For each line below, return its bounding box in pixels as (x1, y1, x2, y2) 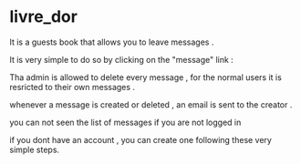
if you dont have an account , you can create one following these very (9, 134, 272, 145)
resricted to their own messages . (9, 81, 135, 92)
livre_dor (9, 6, 78, 27)
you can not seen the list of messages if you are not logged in (9, 117, 242, 128)
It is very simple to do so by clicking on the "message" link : (9, 54, 234, 65)
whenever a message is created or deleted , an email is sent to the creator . (9, 98, 293, 110)
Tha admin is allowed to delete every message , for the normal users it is (9, 71, 283, 83)
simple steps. (9, 144, 60, 155)
